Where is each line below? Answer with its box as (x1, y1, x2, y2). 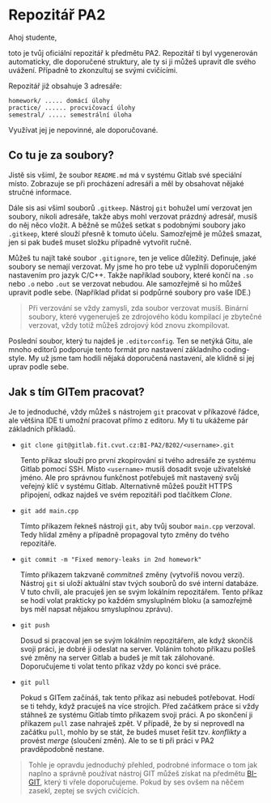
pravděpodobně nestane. (19, 744, 105, 754)
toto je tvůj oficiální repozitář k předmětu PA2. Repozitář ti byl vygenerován (8, 48, 258, 57)
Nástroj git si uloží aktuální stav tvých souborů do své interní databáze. (19, 578, 259, 588)
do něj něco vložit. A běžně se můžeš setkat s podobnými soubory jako (8, 220, 246, 230)
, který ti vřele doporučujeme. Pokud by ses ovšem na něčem (40, 777, 244, 787)
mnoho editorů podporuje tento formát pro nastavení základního (8, 344, 222, 354)
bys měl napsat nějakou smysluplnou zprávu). (19, 604, 173, 614)
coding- (222, 344, 250, 354)
